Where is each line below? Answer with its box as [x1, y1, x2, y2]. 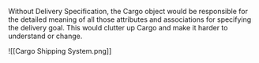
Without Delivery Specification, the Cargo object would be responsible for [8, 7, 249, 16]
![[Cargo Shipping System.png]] [8, 47, 112, 55]
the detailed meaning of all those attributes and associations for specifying [8, 15, 252, 24]
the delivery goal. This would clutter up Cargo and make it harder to [8, 23, 228, 32]
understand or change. [8, 31, 83, 40]
